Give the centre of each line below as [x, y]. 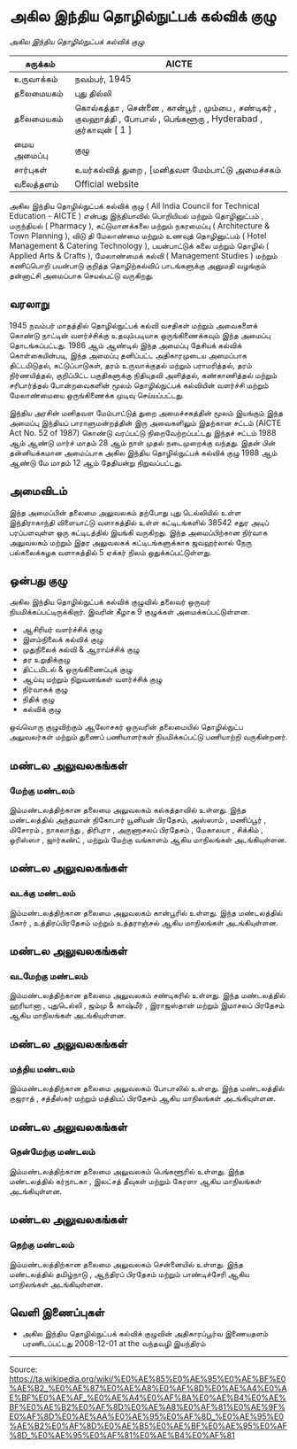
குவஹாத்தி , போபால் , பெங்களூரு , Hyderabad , [169, 119]
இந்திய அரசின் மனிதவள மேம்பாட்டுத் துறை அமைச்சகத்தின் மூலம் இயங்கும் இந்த [146, 413]
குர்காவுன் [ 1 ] [103, 129]
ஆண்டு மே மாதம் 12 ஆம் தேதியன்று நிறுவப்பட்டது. [96, 462]
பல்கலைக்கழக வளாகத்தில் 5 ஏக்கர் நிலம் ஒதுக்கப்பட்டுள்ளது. [110, 552]
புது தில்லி [93, 93]
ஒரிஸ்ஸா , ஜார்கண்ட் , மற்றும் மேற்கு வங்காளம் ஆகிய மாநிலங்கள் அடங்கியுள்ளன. [148, 840]
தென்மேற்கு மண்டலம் [52, 1151]
